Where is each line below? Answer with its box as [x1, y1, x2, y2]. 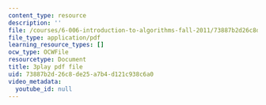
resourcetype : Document [8, 56, 87, 64]
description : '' [8, 19, 62, 27]
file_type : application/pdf [8, 33, 101, 42]
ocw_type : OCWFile [8, 48, 69, 56]
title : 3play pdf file [8, 63, 83, 71]
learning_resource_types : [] [8, 41, 104, 49]
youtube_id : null [15, 84, 73, 93]
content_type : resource [8, 11, 87, 20]
